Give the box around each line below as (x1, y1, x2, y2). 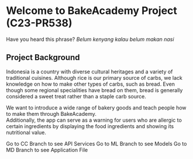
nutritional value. (6, 129, 47, 136)
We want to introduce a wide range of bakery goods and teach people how (6, 104, 187, 111)
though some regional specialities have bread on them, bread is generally (6, 86, 183, 94)
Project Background (6, 52, 80, 62)
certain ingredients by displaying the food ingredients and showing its (6, 122, 174, 129)
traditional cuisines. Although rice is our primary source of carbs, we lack (6, 74, 182, 81)
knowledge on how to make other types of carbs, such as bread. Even (6, 80, 175, 87)
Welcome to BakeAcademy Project (6, 4, 177, 17)
